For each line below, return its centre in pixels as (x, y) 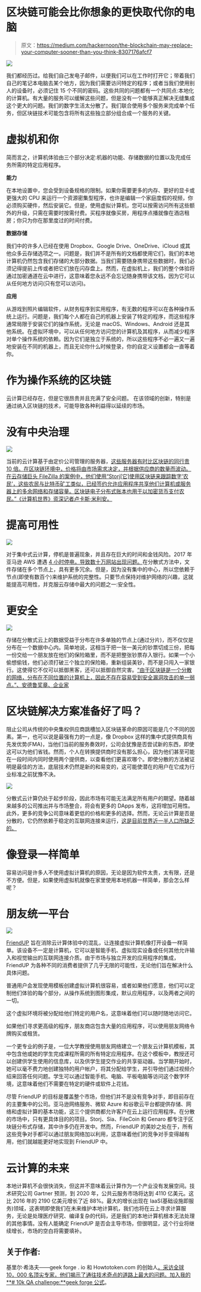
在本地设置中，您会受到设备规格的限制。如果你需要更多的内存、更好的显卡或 (100, 190)
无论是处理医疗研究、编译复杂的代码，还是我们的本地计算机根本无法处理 (106, 1216)
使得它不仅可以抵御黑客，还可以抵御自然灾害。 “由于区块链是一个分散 (107, 669)
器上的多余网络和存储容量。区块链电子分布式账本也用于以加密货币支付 (93, 491)
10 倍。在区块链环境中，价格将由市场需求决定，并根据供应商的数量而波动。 (99, 468)
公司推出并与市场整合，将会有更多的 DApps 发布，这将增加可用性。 (110, 806)
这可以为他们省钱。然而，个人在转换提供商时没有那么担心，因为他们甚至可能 (100, 752)
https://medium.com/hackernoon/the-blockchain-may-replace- (115, 45)
